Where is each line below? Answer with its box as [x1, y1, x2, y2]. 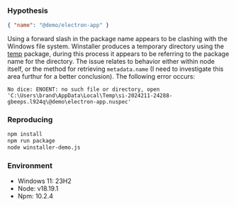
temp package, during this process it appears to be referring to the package [7, 50, 230, 58]
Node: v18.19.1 [17, 184, 59, 193]
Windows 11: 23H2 [17, 177, 72, 186]
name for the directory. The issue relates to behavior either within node [7, 57, 215, 66]
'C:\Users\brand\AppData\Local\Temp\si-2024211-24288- [7, 92, 173, 99]
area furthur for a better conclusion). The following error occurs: [7, 72, 196, 81]
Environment [7, 161, 53, 171]
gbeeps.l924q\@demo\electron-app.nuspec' [7, 99, 132, 106]
